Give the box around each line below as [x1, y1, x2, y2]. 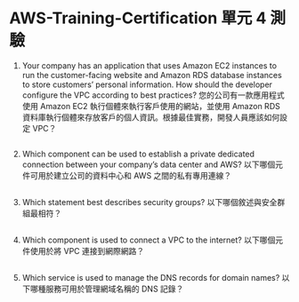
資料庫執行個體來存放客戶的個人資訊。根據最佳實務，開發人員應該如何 [21, 112, 280, 123]
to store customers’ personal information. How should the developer [21, 79, 273, 90]
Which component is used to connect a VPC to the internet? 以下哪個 [21, 234, 276, 245]
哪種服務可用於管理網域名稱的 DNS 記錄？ [29, 283, 184, 294]
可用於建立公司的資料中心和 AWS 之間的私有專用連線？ [29, 170, 232, 180]
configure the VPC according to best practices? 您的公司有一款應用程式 [21, 90, 285, 100]
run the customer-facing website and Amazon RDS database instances [21, 69, 282, 80]
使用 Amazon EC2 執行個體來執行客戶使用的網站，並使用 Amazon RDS [21, 100, 280, 111]
